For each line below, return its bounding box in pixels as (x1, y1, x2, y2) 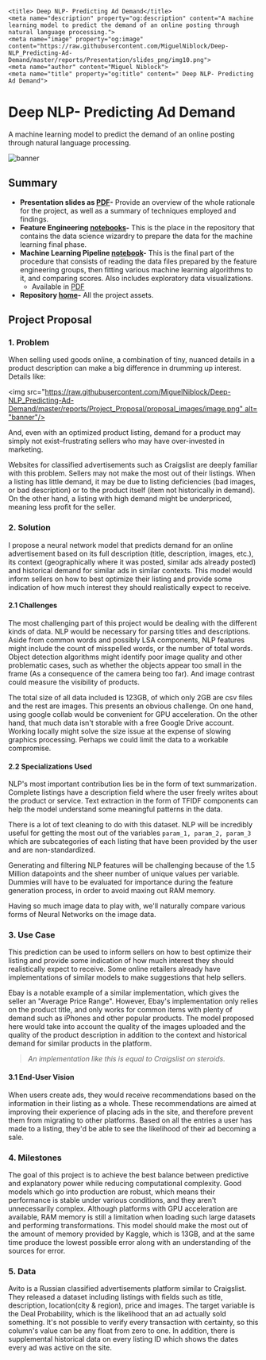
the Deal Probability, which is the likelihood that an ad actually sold (8, 1309, 226, 1319)
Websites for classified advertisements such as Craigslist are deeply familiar (8, 460, 258, 470)
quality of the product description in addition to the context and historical (8, 1031, 248, 1040)
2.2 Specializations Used (8, 761, 93, 771)
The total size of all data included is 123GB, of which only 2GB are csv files (8, 692, 253, 702)
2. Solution (8, 522, 52, 534)
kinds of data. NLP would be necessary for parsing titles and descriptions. (8, 626, 251, 636)
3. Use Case (8, 930, 56, 941)
